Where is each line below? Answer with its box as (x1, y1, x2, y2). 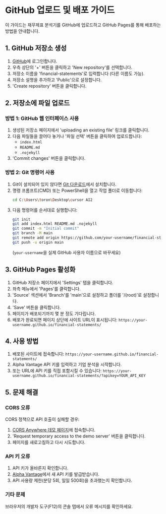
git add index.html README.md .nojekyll (12, 221, 97, 226)
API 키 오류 (5, 453, 31, 460)
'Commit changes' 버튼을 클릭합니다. (12, 155, 86, 161)
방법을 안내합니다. (5, 28, 40, 34)
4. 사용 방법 (5, 337, 39, 345)
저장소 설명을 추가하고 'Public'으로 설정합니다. (12, 76, 102, 82)
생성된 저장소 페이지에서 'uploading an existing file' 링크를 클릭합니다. (12, 127, 150, 133)
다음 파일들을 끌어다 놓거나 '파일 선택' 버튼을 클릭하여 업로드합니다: (12, 133, 142, 139)
